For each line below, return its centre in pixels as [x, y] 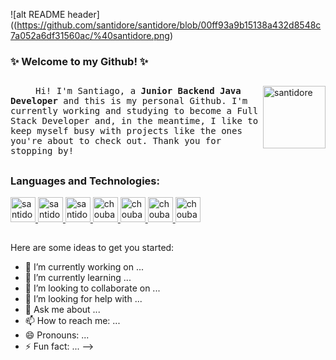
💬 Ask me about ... [62, 310]
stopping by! [42, 151]
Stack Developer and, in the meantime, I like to [134, 121]
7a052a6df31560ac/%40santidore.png [90, 35]
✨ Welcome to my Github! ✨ [79, 61]
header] [83, 14]
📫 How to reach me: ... [72, 321]
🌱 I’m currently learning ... [78, 278]
